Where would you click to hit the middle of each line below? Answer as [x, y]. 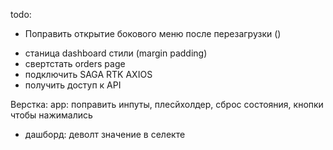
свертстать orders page [75, 63]
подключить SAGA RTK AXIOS [88, 74]
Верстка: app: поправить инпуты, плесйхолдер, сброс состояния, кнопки [167, 104]
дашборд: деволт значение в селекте [105, 134]
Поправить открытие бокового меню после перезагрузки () [153, 33]
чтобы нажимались [51, 115]
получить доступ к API [73, 85]
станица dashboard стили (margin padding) [116, 53]
